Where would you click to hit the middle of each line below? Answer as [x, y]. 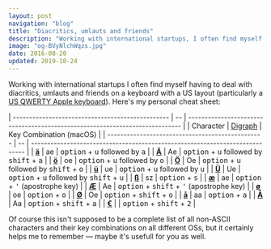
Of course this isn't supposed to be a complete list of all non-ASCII [119, 219]
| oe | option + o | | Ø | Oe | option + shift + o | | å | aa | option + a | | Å [135, 195]
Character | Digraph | [227, 126]
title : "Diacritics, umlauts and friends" [81, 31]
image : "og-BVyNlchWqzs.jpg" [57, 46]
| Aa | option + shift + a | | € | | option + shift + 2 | [102, 203]
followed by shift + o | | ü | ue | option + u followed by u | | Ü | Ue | [125, 169]
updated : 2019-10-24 [43, 62]
